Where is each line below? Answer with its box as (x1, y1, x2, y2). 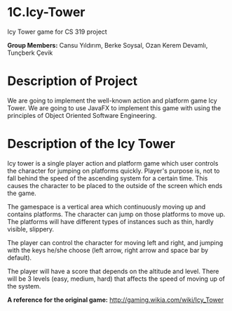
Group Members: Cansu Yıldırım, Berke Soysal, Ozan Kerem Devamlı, (7, 41, 208, 49)
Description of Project (7, 73, 138, 89)
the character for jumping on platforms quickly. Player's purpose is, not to (7, 166, 220, 175)
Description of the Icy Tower (7, 136, 176, 152)
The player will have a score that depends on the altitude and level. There (7, 267, 219, 275)
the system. (7, 282, 41, 290)
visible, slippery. (7, 225, 55, 233)
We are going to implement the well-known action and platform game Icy (7, 96, 217, 105)
